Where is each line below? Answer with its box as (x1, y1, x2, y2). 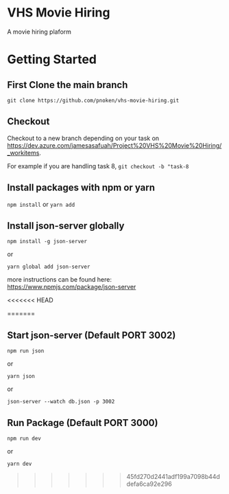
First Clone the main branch (7, 79, 128, 91)
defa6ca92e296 (126, 480, 173, 488)
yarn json (7, 373, 36, 380)
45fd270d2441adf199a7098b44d (126, 473, 221, 480)
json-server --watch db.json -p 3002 (7, 398, 115, 405)
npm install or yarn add (7, 200, 75, 208)
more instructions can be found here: (7, 276, 112, 284)
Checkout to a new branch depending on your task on (7, 134, 160, 142)
